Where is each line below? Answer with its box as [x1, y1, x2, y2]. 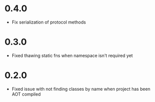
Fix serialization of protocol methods [11, 19, 86, 25]
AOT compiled [11, 91, 41, 97]
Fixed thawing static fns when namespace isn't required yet [11, 52, 133, 58]
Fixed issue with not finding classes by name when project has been [11, 86, 151, 92]
